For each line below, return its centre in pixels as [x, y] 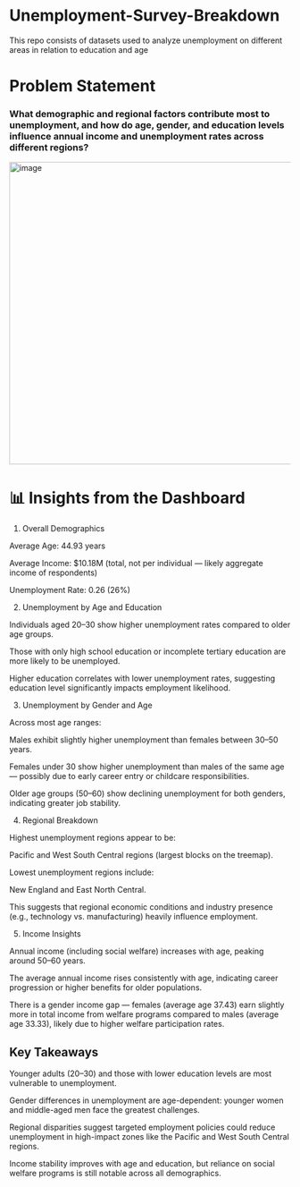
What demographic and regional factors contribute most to [140, 114]
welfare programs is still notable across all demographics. [115, 1174]
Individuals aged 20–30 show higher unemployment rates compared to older [150, 625]
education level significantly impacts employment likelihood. [120, 688]
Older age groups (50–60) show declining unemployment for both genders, [147, 793]
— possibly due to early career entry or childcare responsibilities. [129, 776]
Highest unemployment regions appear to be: [92, 838]
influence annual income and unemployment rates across [137, 137]
